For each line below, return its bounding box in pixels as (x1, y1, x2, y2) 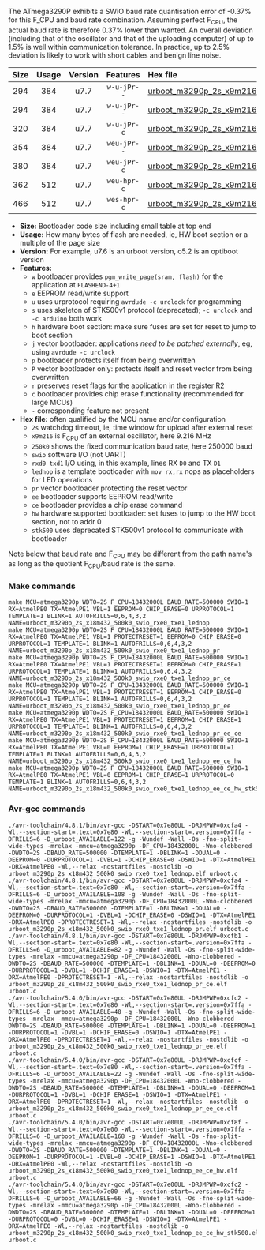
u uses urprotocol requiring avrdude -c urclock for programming (31, 296, 242, 306)
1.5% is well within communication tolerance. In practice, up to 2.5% (8, 42, 230, 51)
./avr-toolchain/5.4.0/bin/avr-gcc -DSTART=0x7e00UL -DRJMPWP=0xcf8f (8, 1118, 242, 1126)
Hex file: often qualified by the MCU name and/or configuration (19, 414, 226, 423)
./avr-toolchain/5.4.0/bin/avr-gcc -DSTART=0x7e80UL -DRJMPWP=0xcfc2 (8, 994, 242, 1002)
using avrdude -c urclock (31, 347, 116, 356)
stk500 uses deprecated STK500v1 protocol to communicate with (31, 525, 244, 535)
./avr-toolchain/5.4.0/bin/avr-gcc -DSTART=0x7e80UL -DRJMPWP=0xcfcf (8, 1056, 242, 1064)
